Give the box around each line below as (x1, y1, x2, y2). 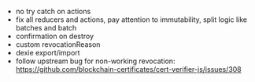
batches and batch (15, 23, 77, 32)
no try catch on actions (15, 7, 91, 16)
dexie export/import (15, 48, 80, 57)
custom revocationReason (15, 40, 101, 49)
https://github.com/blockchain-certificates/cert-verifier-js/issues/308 (15, 65, 242, 73)
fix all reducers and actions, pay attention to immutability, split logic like (15, 15, 248, 24)
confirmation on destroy (15, 31, 94, 41)
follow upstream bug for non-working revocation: (15, 56, 176, 66)
